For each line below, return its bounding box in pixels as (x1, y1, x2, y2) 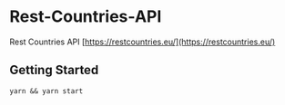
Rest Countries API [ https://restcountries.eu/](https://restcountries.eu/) (9, 36, 276, 47)
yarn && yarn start (9, 86, 84, 96)
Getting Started (9, 62, 99, 78)
